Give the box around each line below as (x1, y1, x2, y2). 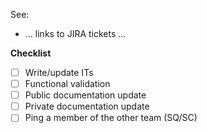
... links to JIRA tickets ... (24, 28, 127, 39)
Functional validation (24, 78, 111, 90)
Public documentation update (24, 89, 147, 101)
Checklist (10, 47, 52, 59)
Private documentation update (24, 100, 150, 113)
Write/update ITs (24, 67, 94, 78)
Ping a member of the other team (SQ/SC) (24, 112, 198, 124)
